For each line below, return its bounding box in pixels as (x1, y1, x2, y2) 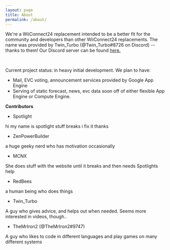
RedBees (12, 178, 32, 184)
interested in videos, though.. (5, 214, 67, 220)
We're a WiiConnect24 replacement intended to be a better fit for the (5, 31, 151, 37)
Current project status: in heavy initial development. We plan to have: (5, 67, 151, 73)
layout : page (5, 7, 33, 13)
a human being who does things (5, 188, 73, 195)
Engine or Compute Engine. (12, 93, 71, 100)
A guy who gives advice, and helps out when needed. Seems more (5, 208, 146, 214)
